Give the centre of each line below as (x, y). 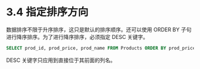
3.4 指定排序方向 (47, 12)
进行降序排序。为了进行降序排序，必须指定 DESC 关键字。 (77, 37)
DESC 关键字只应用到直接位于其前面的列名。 (61, 60)
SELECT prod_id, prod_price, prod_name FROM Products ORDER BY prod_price (101, 48)
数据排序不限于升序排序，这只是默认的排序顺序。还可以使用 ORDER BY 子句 (99, 29)
